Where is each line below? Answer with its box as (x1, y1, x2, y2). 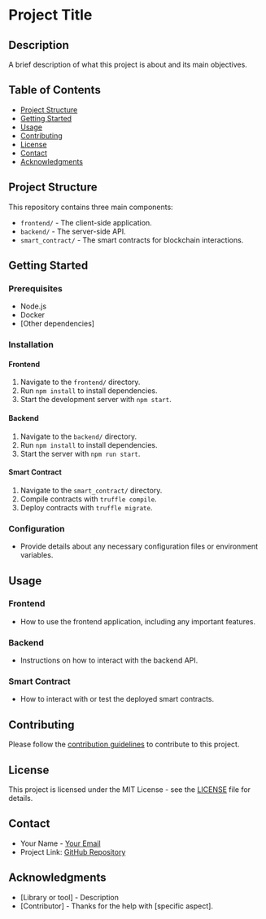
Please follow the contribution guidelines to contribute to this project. (8, 739, 240, 750)
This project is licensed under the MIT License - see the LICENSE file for (8, 785, 251, 794)
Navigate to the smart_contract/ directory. (20, 485, 163, 495)
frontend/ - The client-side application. (20, 217, 152, 227)
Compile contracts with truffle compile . (20, 494, 157, 504)
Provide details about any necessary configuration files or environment (20, 541, 259, 551)
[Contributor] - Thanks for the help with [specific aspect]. (20, 901, 214, 911)
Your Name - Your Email (20, 838, 101, 848)
